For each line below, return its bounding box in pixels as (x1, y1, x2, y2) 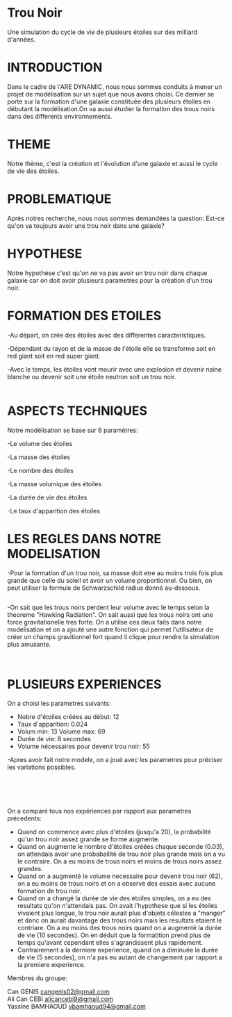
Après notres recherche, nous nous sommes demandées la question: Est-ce (7, 214, 225, 222)
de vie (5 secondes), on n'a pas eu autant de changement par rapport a (17, 953, 222, 961)
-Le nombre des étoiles (7, 466, 74, 474)
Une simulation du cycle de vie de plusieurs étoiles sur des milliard (7, 28, 198, 36)
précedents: (7, 814, 42, 822)
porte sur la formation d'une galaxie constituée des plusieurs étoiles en (7, 97, 210, 106)
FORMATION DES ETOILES (7, 308, 162, 324)
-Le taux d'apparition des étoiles (7, 506, 101, 515)
